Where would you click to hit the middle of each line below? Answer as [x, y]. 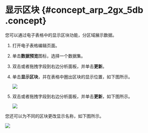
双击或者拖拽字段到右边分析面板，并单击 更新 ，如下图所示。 [72, 96]
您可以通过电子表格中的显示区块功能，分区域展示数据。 [61, 35]
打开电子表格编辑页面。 [36, 45]
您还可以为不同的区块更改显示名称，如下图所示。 [54, 116]
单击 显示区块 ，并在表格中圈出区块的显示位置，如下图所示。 [72, 77]
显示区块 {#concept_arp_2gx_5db [74, 10]
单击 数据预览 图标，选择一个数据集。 [49, 56]
